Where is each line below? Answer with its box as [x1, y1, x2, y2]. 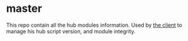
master [6, 2, 42, 15]
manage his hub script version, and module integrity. [6, 27, 136, 34]
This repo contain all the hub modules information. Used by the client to [6, 21, 183, 29]
